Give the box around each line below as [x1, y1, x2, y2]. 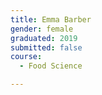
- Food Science [19, 61, 83, 71]
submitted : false [10, 42, 83, 53]
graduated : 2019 [10, 33, 78, 43]
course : [10, 52, 43, 62]
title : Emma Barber [10, 14, 92, 25]
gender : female [10, 24, 74, 34]
